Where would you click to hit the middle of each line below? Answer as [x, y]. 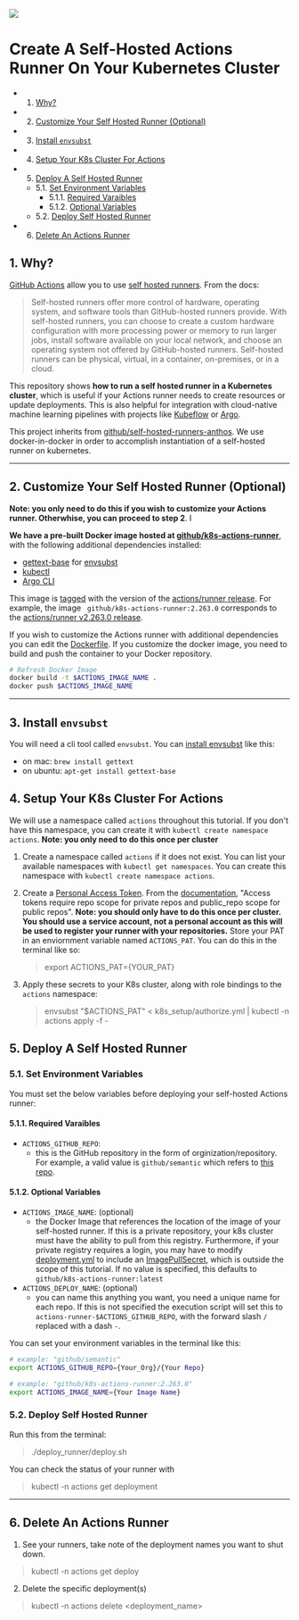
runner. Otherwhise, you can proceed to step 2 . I [101, 518]
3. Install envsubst [59, 723]
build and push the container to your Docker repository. [111, 653]
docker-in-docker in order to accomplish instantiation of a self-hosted [137, 441]
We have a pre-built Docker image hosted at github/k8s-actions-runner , [145, 535]
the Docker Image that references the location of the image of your [158, 1221]
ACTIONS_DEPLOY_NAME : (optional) [80, 1288]
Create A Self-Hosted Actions [121, 50]
